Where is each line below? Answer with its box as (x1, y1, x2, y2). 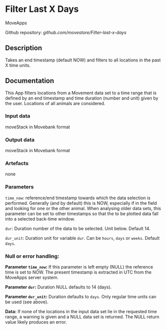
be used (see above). (5, 299, 49, 305)
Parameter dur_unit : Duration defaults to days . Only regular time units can (5, 294, 157, 300)
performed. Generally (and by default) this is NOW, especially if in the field (5, 200, 157, 206)
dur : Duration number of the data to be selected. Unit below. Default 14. (5, 225, 151, 231)
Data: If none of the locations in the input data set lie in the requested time (5, 309, 157, 315)
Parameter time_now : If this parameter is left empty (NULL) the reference (5, 264, 154, 270)
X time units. (5, 62, 31, 68)
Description (5, 44, 42, 53)
